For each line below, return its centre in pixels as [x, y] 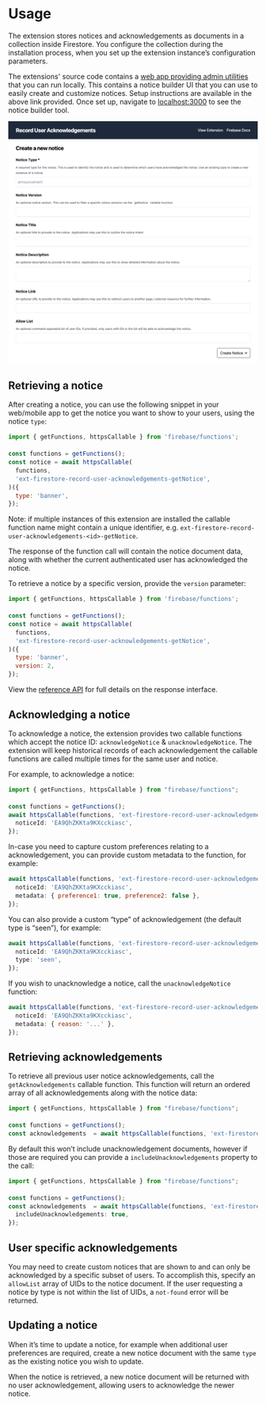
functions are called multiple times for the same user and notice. [113, 759]
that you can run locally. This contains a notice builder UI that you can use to [133, 85]
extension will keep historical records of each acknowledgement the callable [133, 750]
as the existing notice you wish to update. [76, 1361]
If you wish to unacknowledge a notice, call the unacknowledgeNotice [120, 983]
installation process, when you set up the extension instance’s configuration [132, 52]
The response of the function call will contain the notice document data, [125, 551]
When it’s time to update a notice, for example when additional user [118, 1344]
